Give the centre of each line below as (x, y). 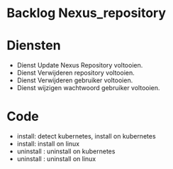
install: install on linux (48, 144)
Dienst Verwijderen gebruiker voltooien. (75, 80)
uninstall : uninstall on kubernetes (66, 151)
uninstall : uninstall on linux (56, 159)
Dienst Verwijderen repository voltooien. (76, 73)
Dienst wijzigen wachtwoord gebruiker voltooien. (88, 88)
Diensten (34, 46)
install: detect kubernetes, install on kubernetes (86, 136)
